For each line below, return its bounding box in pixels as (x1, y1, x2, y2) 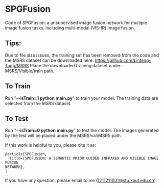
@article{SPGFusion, (5, 152, 47, 157)
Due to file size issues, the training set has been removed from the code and (5, 52, 159, 58)
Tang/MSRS (5, 62, 29, 68)
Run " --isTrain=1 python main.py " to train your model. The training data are (5, 95, 158, 101)
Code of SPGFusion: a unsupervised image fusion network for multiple (5, 20, 147, 26)
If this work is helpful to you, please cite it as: (5, 142, 96, 148)
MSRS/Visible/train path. (5, 68, 55, 74)
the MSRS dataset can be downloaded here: (5, 57, 94, 63)
